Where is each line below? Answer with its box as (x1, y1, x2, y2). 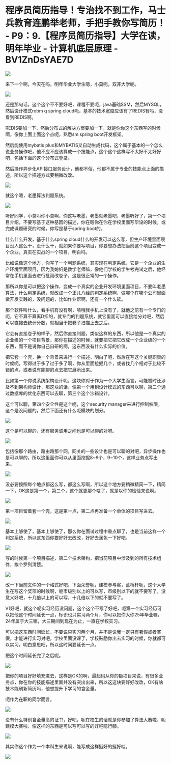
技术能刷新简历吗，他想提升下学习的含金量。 (5, 685, 99, 691)
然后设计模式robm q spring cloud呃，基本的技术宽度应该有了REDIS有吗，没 (5, 107, 163, 114)
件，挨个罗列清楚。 (5, 561, 46, 568)
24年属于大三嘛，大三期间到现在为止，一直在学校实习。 (5, 618, 123, 624)
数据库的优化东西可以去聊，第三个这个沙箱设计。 (9, 390, 112, 396)
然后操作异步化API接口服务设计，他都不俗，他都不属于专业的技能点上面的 (5, 165, 160, 172)
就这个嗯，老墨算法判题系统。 (5, 192, 68, 199)
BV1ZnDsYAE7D (5, 54, 74, 66)
